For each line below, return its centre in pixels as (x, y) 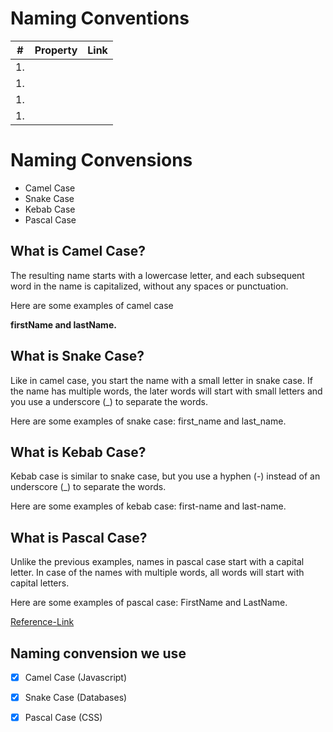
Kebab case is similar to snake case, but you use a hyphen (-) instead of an (165, 476)
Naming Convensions (101, 160)
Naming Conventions (100, 18)
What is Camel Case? (78, 251)
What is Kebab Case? (78, 452)
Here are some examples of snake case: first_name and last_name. (148, 421)
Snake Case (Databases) (76, 697)
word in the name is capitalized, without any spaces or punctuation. (149, 286)
